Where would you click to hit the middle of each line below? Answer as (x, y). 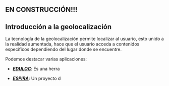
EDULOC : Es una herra (36, 69)
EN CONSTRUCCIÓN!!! (41, 10)
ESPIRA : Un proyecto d (37, 78)
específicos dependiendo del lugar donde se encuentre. (64, 49)
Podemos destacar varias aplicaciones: (46, 59)
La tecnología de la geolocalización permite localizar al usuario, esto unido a (84, 39)
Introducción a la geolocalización (59, 27)
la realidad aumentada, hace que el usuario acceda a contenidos (72, 44)
